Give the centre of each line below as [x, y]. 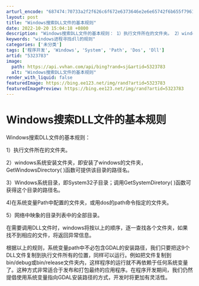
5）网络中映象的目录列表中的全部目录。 [54, 215]
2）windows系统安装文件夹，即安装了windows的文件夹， [76, 162]
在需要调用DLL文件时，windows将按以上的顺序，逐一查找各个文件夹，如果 [97, 227]
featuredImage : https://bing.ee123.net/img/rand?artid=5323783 [86, 83]
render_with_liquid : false [39, 78]
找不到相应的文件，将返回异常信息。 [50, 235]
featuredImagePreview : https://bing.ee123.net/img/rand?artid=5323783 [95, 89]
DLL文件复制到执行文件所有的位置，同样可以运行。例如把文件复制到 [89, 255]
